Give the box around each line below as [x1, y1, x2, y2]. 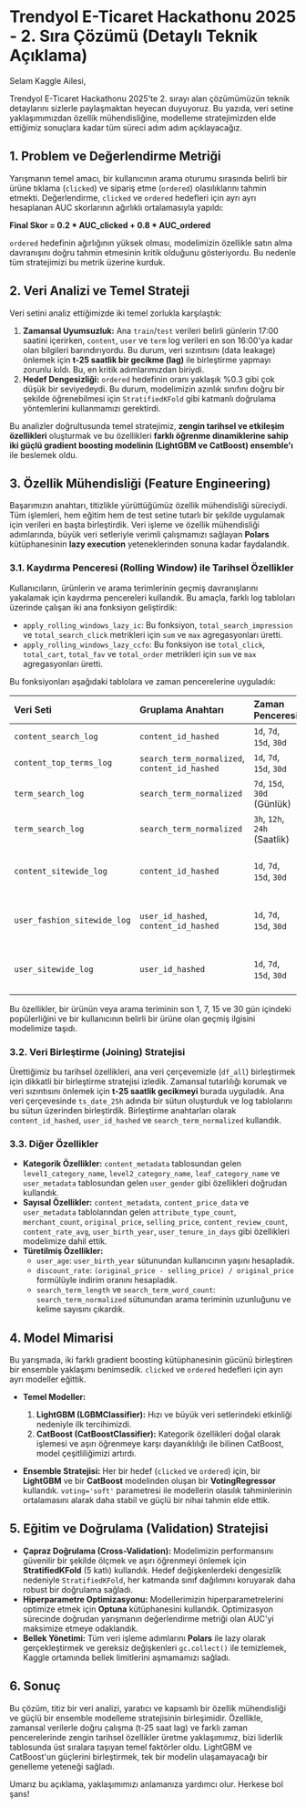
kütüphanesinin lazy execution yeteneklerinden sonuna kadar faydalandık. [9, 538, 290, 549]
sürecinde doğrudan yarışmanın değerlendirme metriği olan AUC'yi [22, 1613, 275, 1624]
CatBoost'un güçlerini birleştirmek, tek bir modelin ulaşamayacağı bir [9, 1751, 269, 1762]
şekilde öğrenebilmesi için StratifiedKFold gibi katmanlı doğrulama [22, 392, 276, 403]
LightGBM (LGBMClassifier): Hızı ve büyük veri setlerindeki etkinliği [36, 1409, 292, 1420]
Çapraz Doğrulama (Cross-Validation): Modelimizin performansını [22, 1545, 274, 1556]
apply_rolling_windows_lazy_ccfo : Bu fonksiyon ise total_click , [22, 639, 266, 650]
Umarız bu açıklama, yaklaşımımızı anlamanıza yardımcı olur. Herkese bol [9, 1778, 284, 1790]
